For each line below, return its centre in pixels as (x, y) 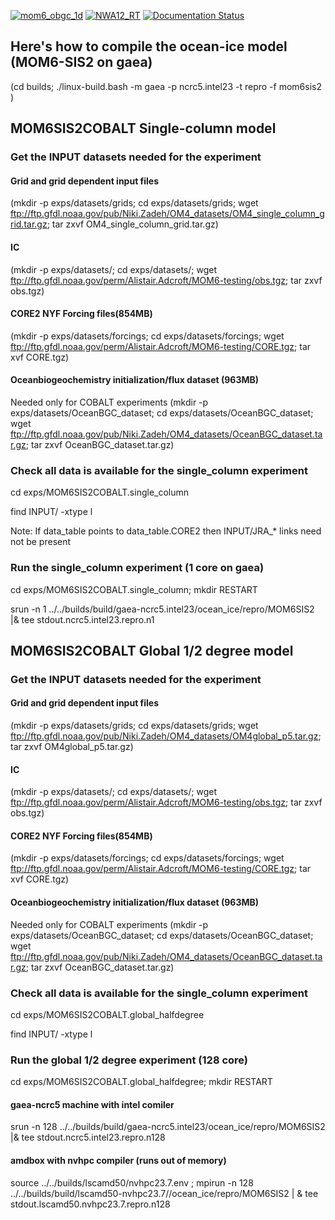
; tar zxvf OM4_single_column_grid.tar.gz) (132, 224)
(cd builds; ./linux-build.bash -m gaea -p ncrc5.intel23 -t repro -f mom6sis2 (166, 86)
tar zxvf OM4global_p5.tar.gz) (72, 747)
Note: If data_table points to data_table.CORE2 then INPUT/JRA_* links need (166, 531)
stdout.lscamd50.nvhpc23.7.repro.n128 (90, 1204)
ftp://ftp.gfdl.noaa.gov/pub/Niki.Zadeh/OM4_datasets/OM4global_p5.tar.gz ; (166, 736)
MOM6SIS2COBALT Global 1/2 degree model (152, 650)
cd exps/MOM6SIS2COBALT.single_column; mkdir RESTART (134, 589)
